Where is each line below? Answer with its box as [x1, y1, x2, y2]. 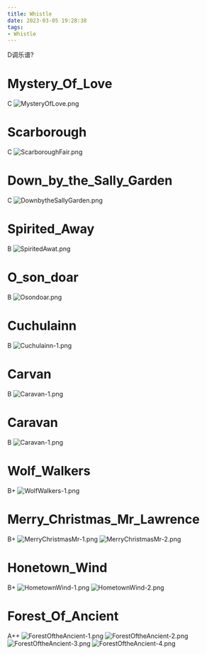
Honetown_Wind [7, 559, 108, 575]
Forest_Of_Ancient [7, 608, 119, 624]
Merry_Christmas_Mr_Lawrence [7, 511, 200, 527]
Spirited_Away [7, 221, 95, 237]
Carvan [7, 367, 52, 382]
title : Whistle [7, 10, 52, 18]
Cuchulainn [7, 318, 77, 334]
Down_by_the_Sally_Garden [7, 173, 173, 189]
